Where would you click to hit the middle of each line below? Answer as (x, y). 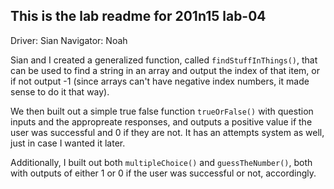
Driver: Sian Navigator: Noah (69, 40)
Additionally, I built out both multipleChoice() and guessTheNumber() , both (161, 162)
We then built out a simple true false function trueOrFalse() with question (162, 111)
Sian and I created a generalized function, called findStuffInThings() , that (164, 60)
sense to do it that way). (60, 91)
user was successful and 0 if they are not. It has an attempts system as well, (167, 132)
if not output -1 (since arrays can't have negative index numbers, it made (160, 81)
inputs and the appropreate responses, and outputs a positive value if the (161, 121)
